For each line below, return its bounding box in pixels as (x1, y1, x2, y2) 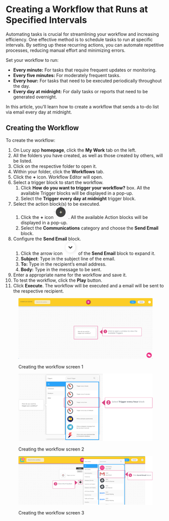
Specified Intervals (6, 14, 88, 26)
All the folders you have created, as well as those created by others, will (13, 152, 163, 158)
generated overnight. (13, 94, 57, 100)
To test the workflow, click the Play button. (13, 277, 103, 283)
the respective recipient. (13, 288, 64, 294)
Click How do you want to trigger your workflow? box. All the (20, 184, 150, 191)
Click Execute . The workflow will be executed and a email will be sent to (13, 282, 164, 288)
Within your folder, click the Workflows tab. (13, 168, 104, 174)
